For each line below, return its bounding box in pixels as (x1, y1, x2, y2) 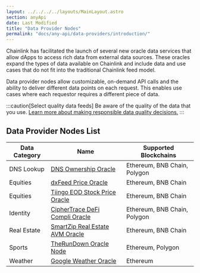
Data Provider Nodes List (6, 126, 101, 136)
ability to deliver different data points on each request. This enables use (6, 84, 183, 91)
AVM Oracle (50, 229, 85, 238)
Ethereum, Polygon (126, 243, 180, 251)
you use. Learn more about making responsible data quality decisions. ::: (6, 109, 185, 116)
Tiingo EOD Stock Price (50, 188, 116, 196)
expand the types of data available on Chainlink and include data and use (6, 60, 186, 68)
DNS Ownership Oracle (50, 165, 116, 173)
